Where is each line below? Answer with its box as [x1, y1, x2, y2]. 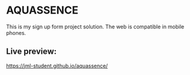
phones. [6, 29, 27, 36]
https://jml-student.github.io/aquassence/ [6, 62, 108, 69]
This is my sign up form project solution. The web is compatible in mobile [6, 23, 185, 30]
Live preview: [6, 47, 57, 57]
